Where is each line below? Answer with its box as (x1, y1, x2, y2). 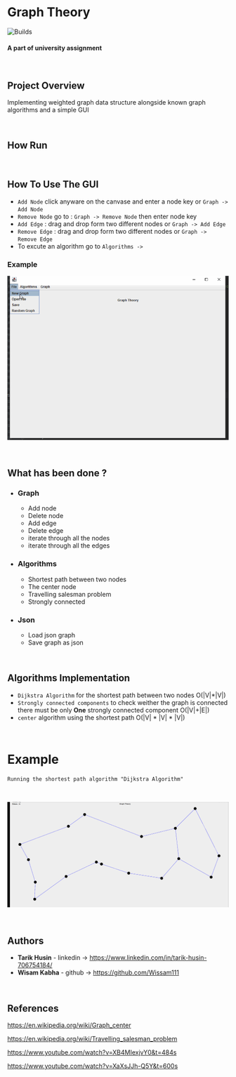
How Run (7, 140, 48, 152)
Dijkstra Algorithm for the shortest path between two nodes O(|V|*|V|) (17, 691, 226, 699)
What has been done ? (7, 468, 107, 480)
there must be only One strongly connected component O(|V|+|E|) (17, 706, 210, 714)
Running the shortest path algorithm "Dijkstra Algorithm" (7, 775, 184, 783)
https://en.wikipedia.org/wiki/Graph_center (7, 1021, 131, 1029)
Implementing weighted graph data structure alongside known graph (7, 98, 206, 106)
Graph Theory (7, 4, 91, 20)
